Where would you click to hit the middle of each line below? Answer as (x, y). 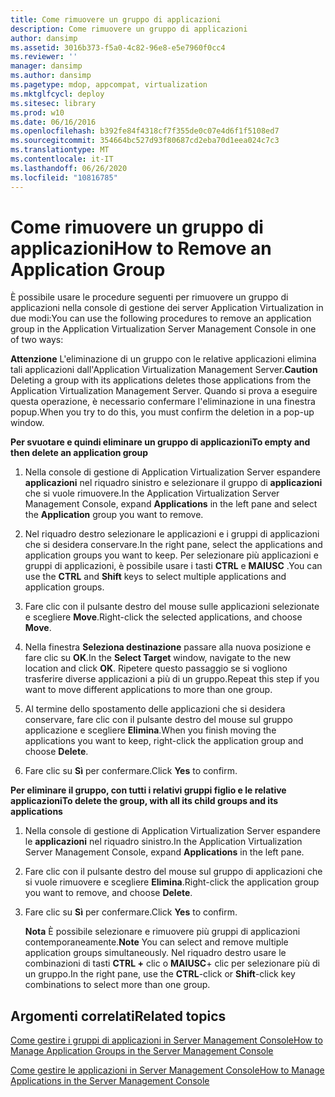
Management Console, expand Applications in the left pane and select (171, 504)
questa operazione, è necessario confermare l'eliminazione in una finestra (163, 402)
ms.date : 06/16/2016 (53, 122)
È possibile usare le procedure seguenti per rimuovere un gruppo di (149, 297)
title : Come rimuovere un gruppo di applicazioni (116, 19)
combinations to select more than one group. (117, 985)
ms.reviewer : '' (44, 57)
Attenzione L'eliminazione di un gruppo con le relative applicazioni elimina (163, 359)
